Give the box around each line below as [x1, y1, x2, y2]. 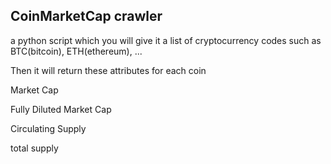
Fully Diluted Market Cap [10, 103, 112, 115]
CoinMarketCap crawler [10, 8, 163, 25]
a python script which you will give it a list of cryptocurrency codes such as [10, 34, 322, 46]
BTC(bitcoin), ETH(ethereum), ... [10, 45, 143, 57]
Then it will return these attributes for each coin [10, 64, 207, 76]
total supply [10, 142, 59, 154]
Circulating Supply [10, 122, 87, 134]
